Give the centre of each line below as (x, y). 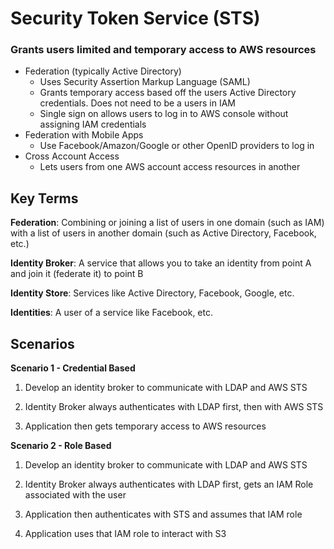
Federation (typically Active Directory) (103, 71)
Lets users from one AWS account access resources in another (170, 167)
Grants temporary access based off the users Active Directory (168, 93)
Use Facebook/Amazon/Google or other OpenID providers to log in (177, 146)
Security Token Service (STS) (135, 18)
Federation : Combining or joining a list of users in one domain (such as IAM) (167, 223)
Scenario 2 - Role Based (61, 446)
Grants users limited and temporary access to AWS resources (163, 50)
